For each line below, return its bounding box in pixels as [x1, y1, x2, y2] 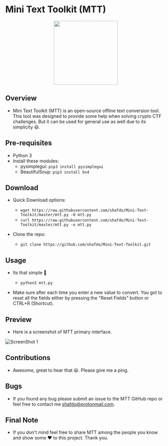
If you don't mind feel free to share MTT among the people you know [12, 429, 158, 436]
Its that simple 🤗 [12, 270, 47, 276]
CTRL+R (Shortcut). [12, 301, 54, 307]
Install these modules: [12, 158, 59, 164]
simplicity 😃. [12, 124, 40, 130]
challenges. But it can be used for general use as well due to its [12, 118, 147, 124]
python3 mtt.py [20, 281, 53, 286]
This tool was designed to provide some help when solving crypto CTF [12, 113, 162, 119]
